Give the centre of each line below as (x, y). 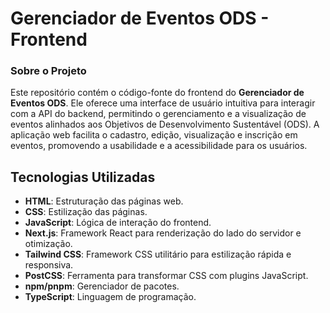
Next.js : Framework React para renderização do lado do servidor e (163, 233)
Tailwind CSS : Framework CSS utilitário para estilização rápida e (158, 254)
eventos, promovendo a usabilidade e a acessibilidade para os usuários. (159, 146)
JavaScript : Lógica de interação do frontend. (118, 223)
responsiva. (49, 265)
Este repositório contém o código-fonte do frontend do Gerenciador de (157, 93)
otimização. (48, 244)
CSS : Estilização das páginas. (86, 212)
